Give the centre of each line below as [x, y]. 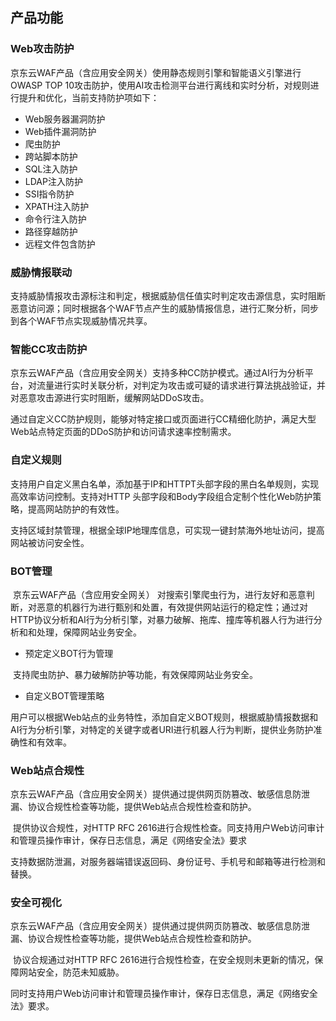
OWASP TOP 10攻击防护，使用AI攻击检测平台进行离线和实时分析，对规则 [160, 85]
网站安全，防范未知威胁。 [71, 972]
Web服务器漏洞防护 [65, 119]
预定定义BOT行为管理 [69, 653]
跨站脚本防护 [51, 156]
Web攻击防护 [42, 49]
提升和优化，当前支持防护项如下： [89, 97]
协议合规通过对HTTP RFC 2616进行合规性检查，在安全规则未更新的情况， [163, 960]
